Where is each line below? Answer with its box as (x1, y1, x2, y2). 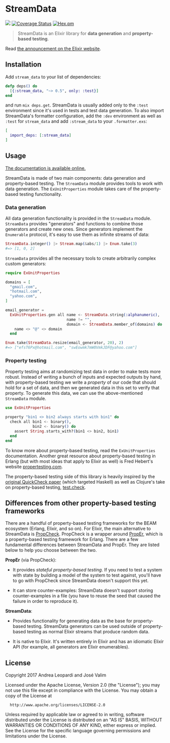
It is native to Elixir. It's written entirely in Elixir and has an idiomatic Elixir (12, 638, 164, 645)
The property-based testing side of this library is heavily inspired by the (5, 473, 155, 480)
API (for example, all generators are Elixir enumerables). (12, 644, 129, 650)
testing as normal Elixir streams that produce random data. (27, 629, 150, 635)
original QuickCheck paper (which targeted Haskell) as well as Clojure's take (5, 479, 165, 485)
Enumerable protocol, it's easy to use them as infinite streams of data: (5, 231, 150, 238)
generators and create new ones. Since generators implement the (5, 226, 143, 232)
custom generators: (5, 260, 47, 266)
